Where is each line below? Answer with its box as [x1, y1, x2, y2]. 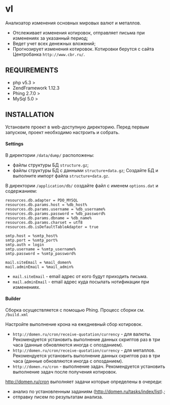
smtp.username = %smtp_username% [5, 247, 76, 252]
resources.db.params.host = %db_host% [5, 202, 87, 207]
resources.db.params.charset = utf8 [5, 220, 83, 225]
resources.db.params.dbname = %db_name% [5, 215, 92, 221]
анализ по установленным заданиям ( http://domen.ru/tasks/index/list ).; [12, 388, 165, 394]
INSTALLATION [5, 110, 54, 119]
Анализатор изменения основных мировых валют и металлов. [5, 20, 141, 26]
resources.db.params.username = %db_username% [5, 207, 106, 212]
